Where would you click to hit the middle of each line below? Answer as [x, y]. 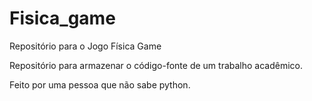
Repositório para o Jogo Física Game [85, 46]
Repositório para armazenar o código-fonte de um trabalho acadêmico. [156, 65]
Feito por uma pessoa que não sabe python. [100, 84]
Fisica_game [62, 18]
